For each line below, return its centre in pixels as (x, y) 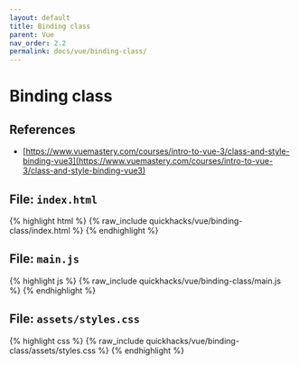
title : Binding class (50, 26)
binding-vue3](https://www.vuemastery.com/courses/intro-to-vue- (148, 161)
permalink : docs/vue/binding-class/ (78, 52)
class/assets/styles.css (53, 351)
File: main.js (44, 259)
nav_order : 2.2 (38, 43)
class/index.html (40, 230)
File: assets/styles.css (75, 319)
